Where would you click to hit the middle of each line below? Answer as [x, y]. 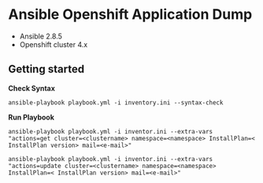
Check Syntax [31, 88]
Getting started [46, 70]
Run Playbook [31, 117]
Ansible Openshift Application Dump [130, 15]
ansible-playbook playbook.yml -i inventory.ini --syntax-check [116, 102]
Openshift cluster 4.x [54, 44]
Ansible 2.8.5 [41, 36]
